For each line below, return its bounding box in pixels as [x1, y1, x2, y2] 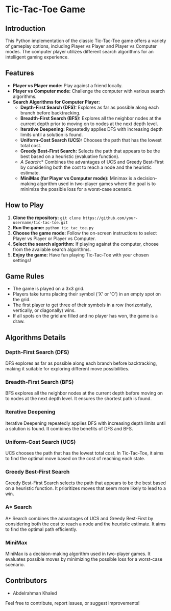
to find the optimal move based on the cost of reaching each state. [5, 456, 145, 462]
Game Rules [5, 272, 44, 281]
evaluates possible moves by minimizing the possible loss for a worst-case [5, 556, 163, 562]
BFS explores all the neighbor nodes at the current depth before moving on [5, 390, 163, 396]
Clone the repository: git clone [12, 214, 81, 221]
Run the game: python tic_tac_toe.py [12, 224, 94, 230]
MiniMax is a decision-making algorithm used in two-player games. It [5, 550, 151, 557]
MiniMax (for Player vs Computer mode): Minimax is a [20, 175, 136, 181]
